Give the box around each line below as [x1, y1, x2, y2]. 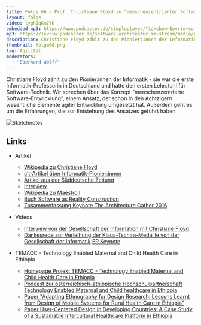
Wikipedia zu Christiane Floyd [23, 164, 98, 171]
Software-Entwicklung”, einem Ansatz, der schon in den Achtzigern [6, 94, 172, 102]
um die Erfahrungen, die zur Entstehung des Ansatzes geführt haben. [6, 107, 178, 115]
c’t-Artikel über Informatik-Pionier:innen [23, 170, 122, 177]
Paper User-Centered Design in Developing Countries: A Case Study [23, 306, 193, 313]
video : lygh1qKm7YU [6, 20, 55, 26]
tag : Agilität [6, 48, 42, 54]
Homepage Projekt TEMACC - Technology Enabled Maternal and [23, 267, 184, 275]
